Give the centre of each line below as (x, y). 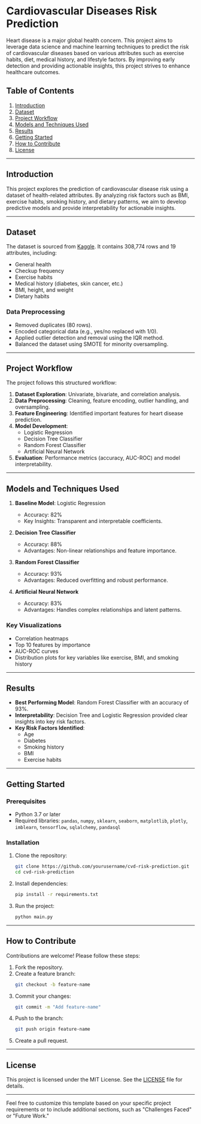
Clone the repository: (41, 856)
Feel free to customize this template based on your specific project (89, 1103)
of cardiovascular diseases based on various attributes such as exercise (95, 53)
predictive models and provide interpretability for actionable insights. (91, 208)
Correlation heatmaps (42, 638)
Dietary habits (32, 296)
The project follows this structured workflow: (61, 383)
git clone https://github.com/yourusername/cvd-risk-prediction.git (102, 867)
